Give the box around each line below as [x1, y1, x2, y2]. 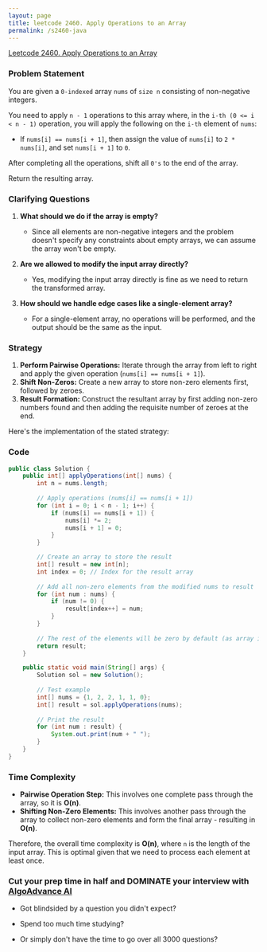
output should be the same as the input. [31, 322, 162, 331]
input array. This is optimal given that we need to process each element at [8, 848, 250, 857]
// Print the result [37, 715, 105, 723]
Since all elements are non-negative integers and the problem [31, 226, 234, 236]
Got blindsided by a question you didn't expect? [19, 903, 176, 913]
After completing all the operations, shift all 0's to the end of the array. [8, 158, 238, 167]
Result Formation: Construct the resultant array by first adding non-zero [19, 394, 258, 404]
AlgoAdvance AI [8, 886, 73, 897]
